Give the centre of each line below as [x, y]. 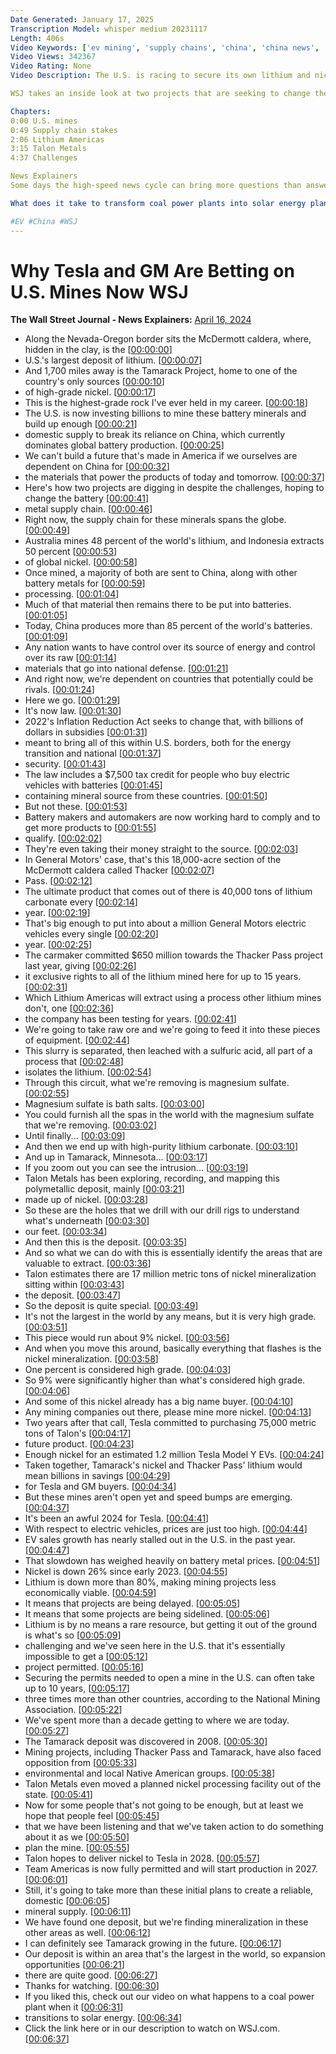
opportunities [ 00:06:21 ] [74, 1965]
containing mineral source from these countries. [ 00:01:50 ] [146, 796]
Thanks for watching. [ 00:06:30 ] [92, 1986]
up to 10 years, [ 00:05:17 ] [77, 1688]
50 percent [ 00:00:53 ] [71, 552]
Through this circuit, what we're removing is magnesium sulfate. [157, 1083]
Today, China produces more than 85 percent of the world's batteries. [168, 626]
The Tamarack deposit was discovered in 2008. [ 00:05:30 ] [146, 1742]
